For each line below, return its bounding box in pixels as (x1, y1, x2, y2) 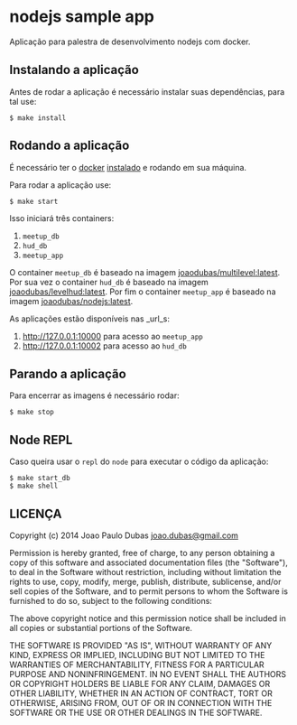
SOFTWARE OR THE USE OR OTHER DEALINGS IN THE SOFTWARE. (9, 707, 263, 718)
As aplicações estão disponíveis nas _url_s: (9, 313, 170, 324)
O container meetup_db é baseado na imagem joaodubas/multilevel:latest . (9, 266, 281, 277)
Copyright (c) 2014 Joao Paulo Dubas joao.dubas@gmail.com (9, 530, 239, 541)
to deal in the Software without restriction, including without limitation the (9, 567, 282, 577)
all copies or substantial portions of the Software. (9, 623, 192, 633)
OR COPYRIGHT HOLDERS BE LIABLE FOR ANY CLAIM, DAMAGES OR (9, 679, 271, 689)
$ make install (9, 113, 67, 123)
